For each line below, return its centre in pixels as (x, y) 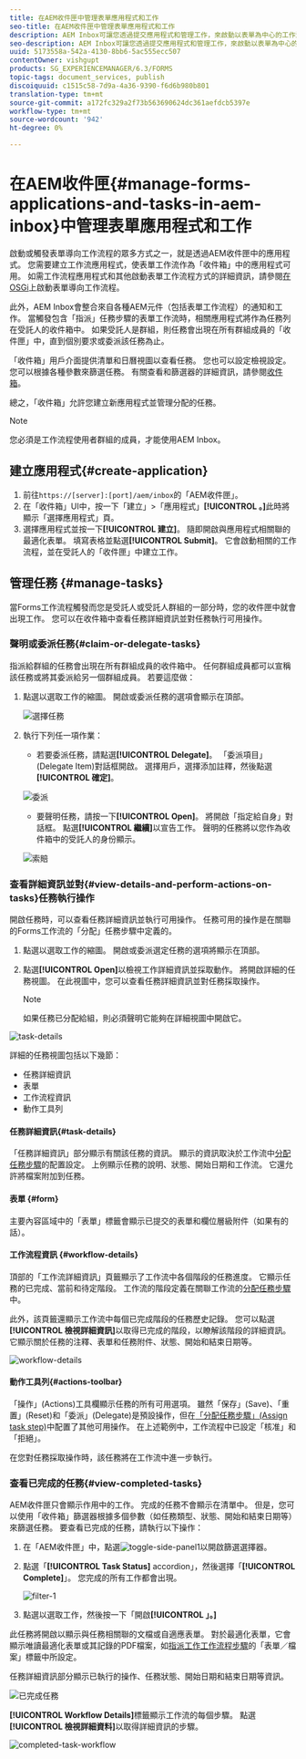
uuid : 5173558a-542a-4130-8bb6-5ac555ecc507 (95, 52)
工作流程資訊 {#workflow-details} (74, 1255)
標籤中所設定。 (53, 1657)
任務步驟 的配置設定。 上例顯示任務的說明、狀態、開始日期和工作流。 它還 (147, 1164)
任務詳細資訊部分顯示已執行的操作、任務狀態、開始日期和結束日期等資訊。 (149, 1676)
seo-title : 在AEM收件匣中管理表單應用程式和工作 (92, 26)
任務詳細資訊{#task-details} (63, 1131)
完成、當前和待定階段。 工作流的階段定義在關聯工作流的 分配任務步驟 (162, 1288)
